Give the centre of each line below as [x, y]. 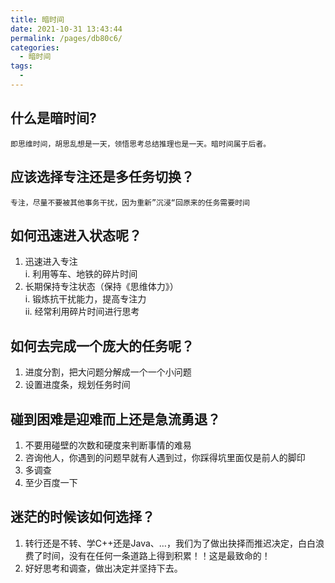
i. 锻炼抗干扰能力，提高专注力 [85, 299]
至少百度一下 [51, 482]
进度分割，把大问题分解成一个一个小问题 [108, 372]
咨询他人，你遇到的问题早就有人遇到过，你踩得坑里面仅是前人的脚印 [165, 457]
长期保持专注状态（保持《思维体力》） [101, 287]
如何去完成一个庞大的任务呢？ [102, 346]
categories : [35, 47]
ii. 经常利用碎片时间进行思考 [82, 312]
